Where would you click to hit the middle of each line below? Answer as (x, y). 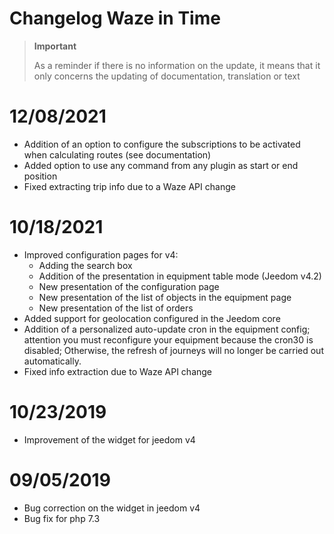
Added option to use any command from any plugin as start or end (161, 165)
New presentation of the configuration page (129, 286)
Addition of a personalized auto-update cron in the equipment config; (167, 329)
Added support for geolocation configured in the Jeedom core (152, 318)
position (40, 176)
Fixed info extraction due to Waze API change (118, 371)
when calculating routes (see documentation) (117, 154)
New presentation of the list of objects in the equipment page (165, 297)
